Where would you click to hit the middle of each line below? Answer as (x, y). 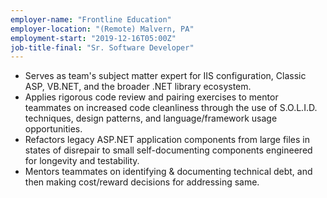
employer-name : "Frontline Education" (91, 19)
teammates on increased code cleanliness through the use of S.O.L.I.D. (171, 108)
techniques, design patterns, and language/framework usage (151, 118)
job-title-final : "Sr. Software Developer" (102, 47)
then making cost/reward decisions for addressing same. (142, 182)
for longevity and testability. (82, 161)
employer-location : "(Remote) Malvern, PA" (102, 29)
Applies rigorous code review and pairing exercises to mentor (151, 97)
